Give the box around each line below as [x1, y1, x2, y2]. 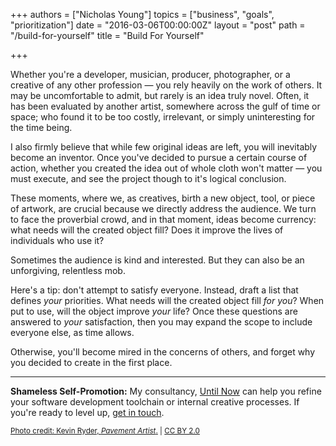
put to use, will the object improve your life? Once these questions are [10, 305, 298, 317]
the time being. [10, 122, 73, 133]
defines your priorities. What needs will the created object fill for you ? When [10, 295, 325, 306]
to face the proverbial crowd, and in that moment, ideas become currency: [10, 214, 317, 225]
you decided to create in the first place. [10, 357, 173, 368]
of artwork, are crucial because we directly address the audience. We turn [10, 203, 317, 214]
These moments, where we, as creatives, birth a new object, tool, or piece [10, 192, 316, 204]
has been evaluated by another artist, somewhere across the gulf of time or [10, 100, 321, 112]
